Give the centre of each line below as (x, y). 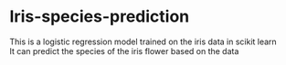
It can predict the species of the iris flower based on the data (124, 51)
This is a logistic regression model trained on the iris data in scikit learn (143, 42)
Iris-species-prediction (100, 17)
